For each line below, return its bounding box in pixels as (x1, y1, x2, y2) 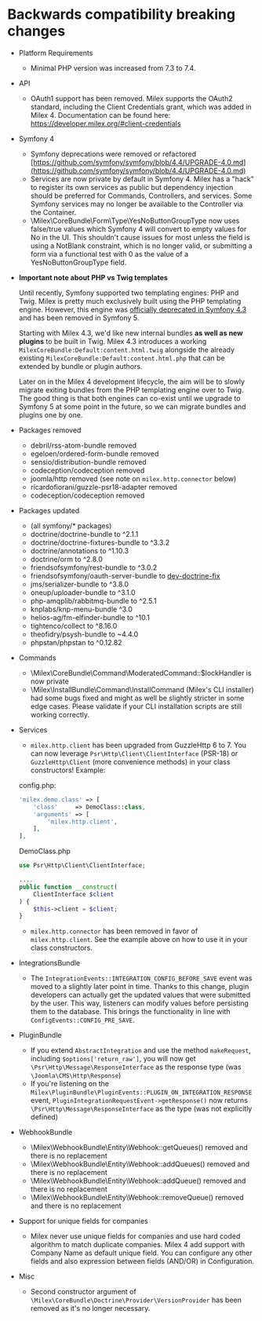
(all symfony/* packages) (30, 520, 112, 531)
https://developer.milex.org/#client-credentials (30, 119, 181, 128)
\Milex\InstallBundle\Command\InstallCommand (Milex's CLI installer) (30, 684, 254, 694)
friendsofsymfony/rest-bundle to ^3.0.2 (30, 563, 158, 572)
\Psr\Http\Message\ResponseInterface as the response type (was (30, 1062, 242, 1072)
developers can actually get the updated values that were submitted (30, 991, 251, 1000)
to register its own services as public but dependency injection (30, 182, 234, 192)
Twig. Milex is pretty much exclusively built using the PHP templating (18, 296, 242, 305)
